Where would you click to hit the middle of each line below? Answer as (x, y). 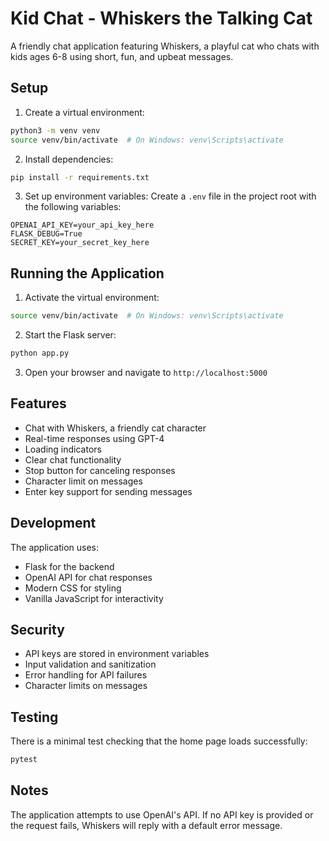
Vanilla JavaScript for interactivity (94, 598)
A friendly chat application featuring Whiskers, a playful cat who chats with (165, 46)
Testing (34, 717)
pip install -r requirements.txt (80, 177)
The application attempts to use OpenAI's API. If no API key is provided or (162, 814)
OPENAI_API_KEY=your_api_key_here (82, 225)
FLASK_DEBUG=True (46, 234)
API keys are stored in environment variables (117, 654)
